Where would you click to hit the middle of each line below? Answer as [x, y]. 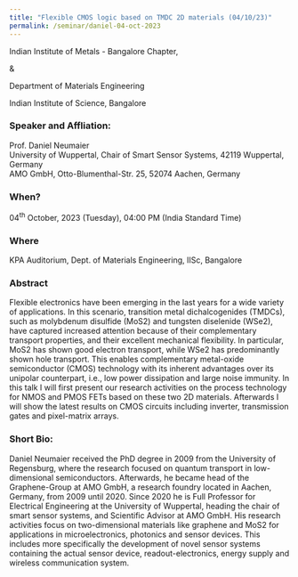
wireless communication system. [69, 563]
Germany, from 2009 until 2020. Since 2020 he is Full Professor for [133, 496]
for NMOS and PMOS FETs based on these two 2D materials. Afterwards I [144, 397]
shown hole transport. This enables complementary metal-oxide [127, 359]
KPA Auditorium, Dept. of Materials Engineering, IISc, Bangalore [126, 260]
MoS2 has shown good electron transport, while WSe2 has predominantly [145, 350]
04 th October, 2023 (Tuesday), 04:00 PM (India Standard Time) [125, 217]
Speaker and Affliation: [60, 126]
